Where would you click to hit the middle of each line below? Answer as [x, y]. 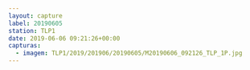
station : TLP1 [32, 31]
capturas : [25, 46]
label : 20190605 [35, 23]
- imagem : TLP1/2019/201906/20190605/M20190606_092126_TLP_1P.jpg [129, 53]
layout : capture [35, 16]
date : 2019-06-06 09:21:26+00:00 [64, 38]
